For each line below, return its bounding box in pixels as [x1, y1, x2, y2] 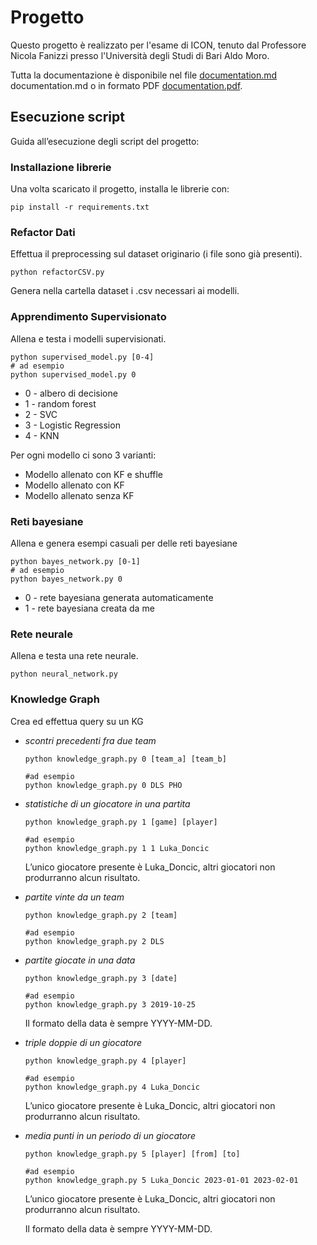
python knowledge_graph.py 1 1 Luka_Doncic [24, 843, 210, 853]
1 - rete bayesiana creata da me [24, 602, 155, 614]
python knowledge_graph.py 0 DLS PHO [24, 780, 183, 790]
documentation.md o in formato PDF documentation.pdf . [10, 79, 243, 91]
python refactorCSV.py [10, 267, 105, 278]
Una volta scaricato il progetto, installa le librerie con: [10, 183, 230, 195]
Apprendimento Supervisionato [10, 310, 167, 324]
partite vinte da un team [24, 891, 125, 903]
